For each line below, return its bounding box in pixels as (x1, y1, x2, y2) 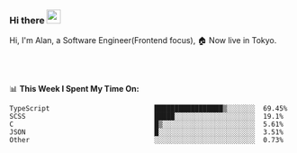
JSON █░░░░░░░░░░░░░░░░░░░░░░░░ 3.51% (9, 128, 283, 137)
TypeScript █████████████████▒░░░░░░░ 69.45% (9, 104, 288, 113)
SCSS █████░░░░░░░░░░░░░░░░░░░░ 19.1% (9, 112, 283, 121)
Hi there (9, 13, 45, 26)
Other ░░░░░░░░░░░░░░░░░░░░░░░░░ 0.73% (9, 136, 283, 145)
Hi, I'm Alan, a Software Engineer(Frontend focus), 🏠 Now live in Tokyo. (9, 35, 277, 46)
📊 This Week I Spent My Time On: (9, 84, 139, 94)
